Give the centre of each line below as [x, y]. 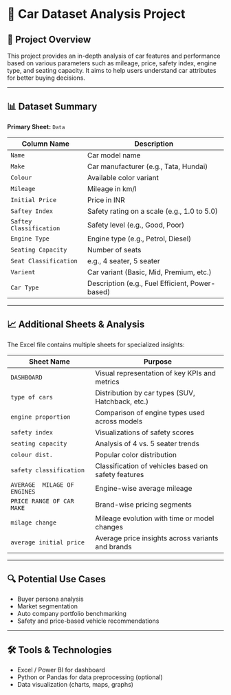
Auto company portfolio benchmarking [72, 614]
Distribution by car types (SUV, [145, 393]
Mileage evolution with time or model [155, 518]
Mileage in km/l [112, 188]
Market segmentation [47, 606]
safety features [120, 474]
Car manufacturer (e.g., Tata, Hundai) [147, 166]
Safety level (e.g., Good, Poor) [136, 225]
